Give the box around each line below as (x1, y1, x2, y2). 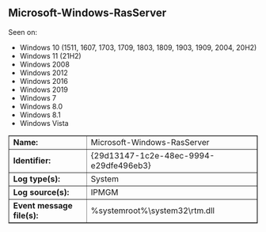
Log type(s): (13, 173, 61, 184)
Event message (13, 200, 73, 211)
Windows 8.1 (19, 110, 61, 120)
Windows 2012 (19, 67, 69, 78)
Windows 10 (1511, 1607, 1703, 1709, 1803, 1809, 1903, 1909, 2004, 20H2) (19, 43, 257, 52)
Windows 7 (19, 93, 57, 102)
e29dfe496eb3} (90, 160, 152, 171)
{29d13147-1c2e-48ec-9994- (90, 150, 215, 161)
